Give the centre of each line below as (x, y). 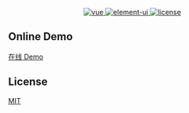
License (28, 82)
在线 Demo (26, 56)
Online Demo (41, 36)
